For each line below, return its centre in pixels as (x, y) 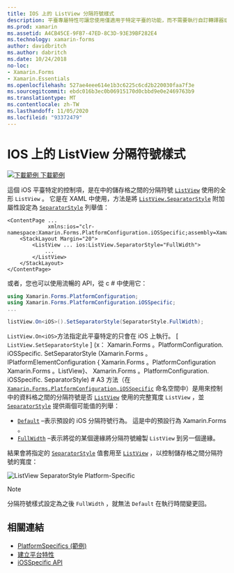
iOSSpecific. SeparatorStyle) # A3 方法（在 (69, 380)
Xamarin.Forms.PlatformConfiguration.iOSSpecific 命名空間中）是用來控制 (115, 389)
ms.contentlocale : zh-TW (43, 105)
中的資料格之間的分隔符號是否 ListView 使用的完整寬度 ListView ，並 (106, 397)
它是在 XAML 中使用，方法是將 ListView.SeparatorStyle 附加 (137, 198)
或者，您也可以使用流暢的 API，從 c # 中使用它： (77, 283)
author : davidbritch (37, 46)
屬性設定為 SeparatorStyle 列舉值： (58, 207)
